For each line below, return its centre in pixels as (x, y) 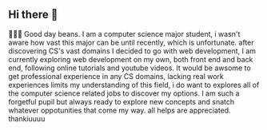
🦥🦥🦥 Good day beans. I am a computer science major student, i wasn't (124, 33)
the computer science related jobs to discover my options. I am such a (124, 93)
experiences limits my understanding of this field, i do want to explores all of (134, 85)
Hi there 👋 (33, 15)
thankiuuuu (27, 118)
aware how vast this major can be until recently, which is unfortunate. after (131, 42)
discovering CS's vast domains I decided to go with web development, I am (132, 51)
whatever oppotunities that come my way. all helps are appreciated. (120, 110)
